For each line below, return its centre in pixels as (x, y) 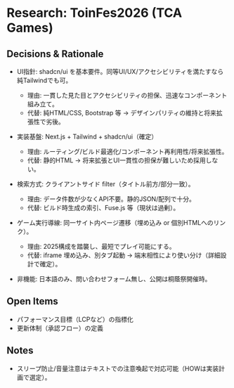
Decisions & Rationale (55, 54)
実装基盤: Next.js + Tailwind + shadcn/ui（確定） (87, 136)
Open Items (33, 301)
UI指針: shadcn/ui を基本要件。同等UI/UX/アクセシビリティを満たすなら (120, 71)
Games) (30, 28)
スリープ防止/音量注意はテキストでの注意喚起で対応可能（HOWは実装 (118, 368)
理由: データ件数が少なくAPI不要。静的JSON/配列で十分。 (111, 199)
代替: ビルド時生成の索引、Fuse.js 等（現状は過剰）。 (103, 208)
